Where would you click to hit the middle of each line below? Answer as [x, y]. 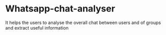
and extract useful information [37, 27]
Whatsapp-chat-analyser [60, 9]
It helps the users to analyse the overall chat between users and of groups [83, 22]
